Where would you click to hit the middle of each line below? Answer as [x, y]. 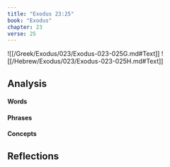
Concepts [22, 134]
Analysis [27, 83]
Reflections [33, 156]
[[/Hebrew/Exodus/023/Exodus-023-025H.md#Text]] [85, 62]
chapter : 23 [25, 27]
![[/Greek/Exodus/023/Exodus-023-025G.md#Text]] [84, 54]
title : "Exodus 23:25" [41, 14]
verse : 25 [22, 34]
